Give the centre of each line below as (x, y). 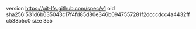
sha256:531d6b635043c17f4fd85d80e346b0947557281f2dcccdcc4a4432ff (98, 14)
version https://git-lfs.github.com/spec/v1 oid (61, 8)
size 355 (42, 21)
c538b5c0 (18, 21)
